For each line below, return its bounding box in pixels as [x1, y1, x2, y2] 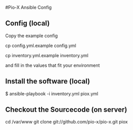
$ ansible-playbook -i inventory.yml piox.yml [5, 90, 98, 96]
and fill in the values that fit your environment [5, 62, 100, 68]
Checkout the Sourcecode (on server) [5, 106, 127, 114]
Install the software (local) [5, 77, 90, 86]
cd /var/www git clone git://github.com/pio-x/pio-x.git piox [5, 119, 128, 125]
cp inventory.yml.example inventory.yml [5, 52, 89, 58]
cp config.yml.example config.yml [5, 42, 76, 48]
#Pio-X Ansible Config [5, 5, 52, 10]
